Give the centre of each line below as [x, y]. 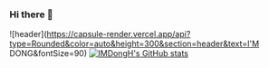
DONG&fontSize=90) [48, 53]
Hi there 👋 [32, 15]
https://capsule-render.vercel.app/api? [119, 34]
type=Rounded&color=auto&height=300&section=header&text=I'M [134, 44]
